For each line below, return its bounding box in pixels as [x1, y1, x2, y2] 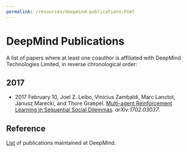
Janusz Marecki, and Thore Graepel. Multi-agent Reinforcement [14, 100, 172, 107]
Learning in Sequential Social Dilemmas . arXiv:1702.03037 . [14, 106, 160, 113]
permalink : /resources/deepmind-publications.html [6, 8, 135, 15]
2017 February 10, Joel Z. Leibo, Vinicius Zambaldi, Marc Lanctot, [14, 94, 176, 101]
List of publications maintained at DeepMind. [6, 139, 117, 147]
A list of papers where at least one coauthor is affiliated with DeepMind [6, 54, 181, 61]
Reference [6, 123, 46, 134]
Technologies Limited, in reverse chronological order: [6, 60, 137, 67]
